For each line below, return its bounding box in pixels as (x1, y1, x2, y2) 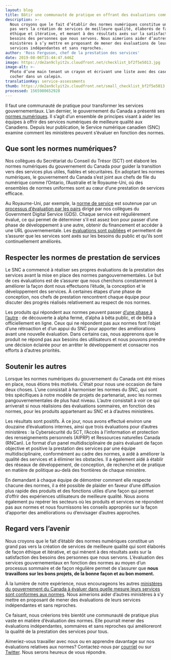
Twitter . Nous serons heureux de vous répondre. (5, 649, 107, 655)
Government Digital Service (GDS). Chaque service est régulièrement (5, 211, 151, 217)
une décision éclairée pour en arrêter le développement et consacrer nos (5, 342, 159, 348)
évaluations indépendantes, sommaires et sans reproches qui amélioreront (5, 623, 162, 629)
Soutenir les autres (5, 362, 67, 371)
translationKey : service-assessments (5, 79, 85, 84)
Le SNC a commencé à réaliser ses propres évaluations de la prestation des (5, 267, 164, 273)
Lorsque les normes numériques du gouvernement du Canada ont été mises (5, 375, 165, 381)
